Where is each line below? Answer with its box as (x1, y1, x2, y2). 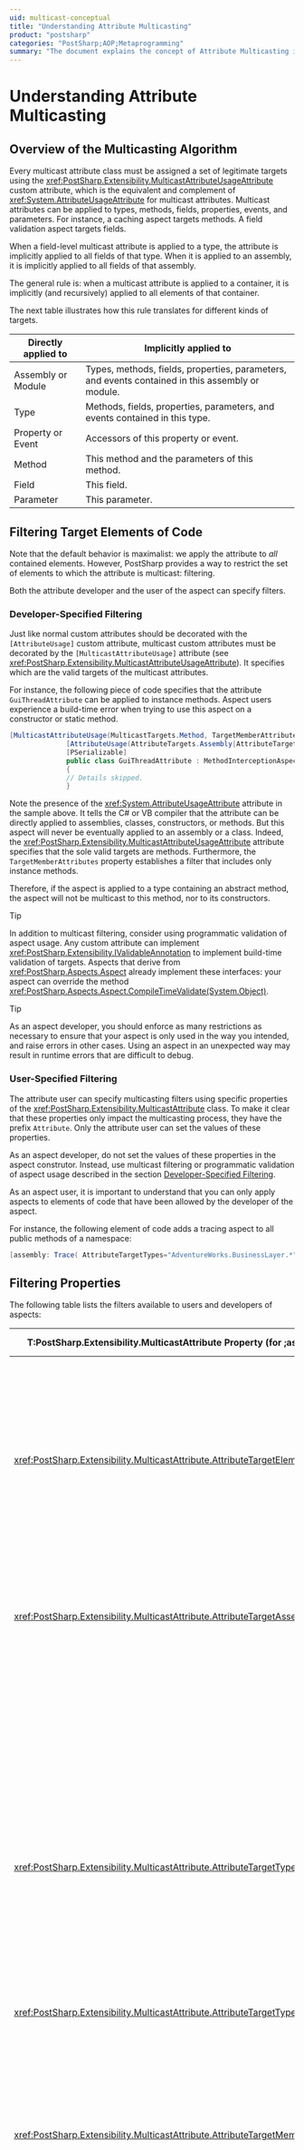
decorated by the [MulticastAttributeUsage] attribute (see (9, 648, 229, 659)
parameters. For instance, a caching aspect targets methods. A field (9, 214, 263, 225)
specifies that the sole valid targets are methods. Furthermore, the (9, 846, 256, 858)
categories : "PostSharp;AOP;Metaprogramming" (9, 38, 184, 48)
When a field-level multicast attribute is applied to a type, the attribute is (9, 241, 279, 252)
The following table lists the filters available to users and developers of (9, 1300, 273, 1311)
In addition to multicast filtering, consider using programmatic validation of (9, 928, 288, 939)
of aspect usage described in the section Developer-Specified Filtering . (9, 1168, 276, 1180)
